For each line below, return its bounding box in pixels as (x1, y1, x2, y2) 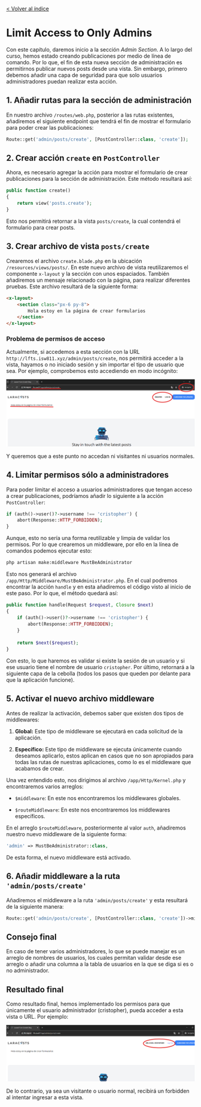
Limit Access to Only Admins (6, 26, 153, 40)
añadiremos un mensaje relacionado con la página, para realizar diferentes (6, 276, 190, 284)
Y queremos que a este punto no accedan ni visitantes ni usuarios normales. (6, 452, 195, 459)
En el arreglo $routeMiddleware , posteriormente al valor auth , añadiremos (6, 824, 187, 831)
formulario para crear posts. (6, 223, 75, 231)
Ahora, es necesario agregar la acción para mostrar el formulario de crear (6, 169, 188, 176)
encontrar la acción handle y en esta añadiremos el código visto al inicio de (6, 583, 191, 590)
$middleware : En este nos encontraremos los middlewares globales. (14, 794, 181, 801)
